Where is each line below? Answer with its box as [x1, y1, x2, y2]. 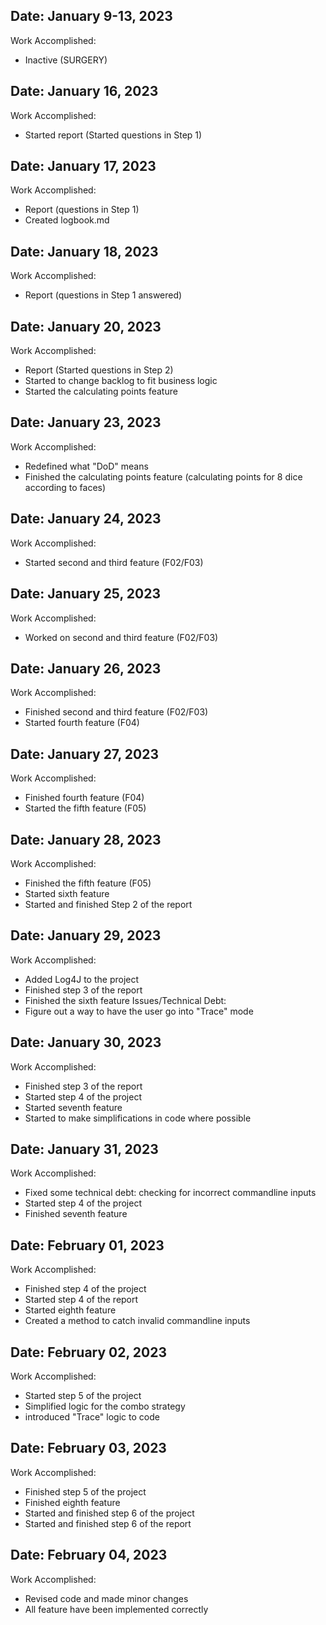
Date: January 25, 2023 [10, 585, 161, 603]
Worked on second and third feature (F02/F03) [24, 631, 219, 643]
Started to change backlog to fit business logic [24, 375, 218, 387]
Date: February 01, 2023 [10, 1237, 165, 1254]
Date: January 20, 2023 [10, 318, 162, 335]
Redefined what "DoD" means [24, 460, 149, 472]
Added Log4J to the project [24, 973, 140, 985]
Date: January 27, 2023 [10, 745, 159, 763]
